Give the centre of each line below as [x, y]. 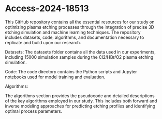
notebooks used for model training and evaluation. [55, 77]
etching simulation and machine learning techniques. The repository [73, 32]
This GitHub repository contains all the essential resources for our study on [80, 22]
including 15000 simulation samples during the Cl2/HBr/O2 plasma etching [79, 57]
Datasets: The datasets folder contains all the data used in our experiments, [80, 52]
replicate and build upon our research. [43, 42]
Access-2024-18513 [47, 8]
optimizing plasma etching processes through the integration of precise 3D [80, 27]
